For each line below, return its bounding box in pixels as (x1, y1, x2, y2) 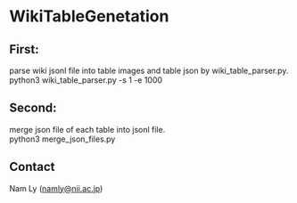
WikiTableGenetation (9, 6, 169, 27)
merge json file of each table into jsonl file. (9, 124, 166, 134)
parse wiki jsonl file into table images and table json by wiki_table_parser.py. (9, 65, 289, 76)
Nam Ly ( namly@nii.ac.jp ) (9, 183, 103, 193)
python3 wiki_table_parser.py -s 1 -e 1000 (9, 75, 163, 85)
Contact (9, 159, 55, 175)
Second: (9, 101, 57, 116)
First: (9, 42, 40, 57)
